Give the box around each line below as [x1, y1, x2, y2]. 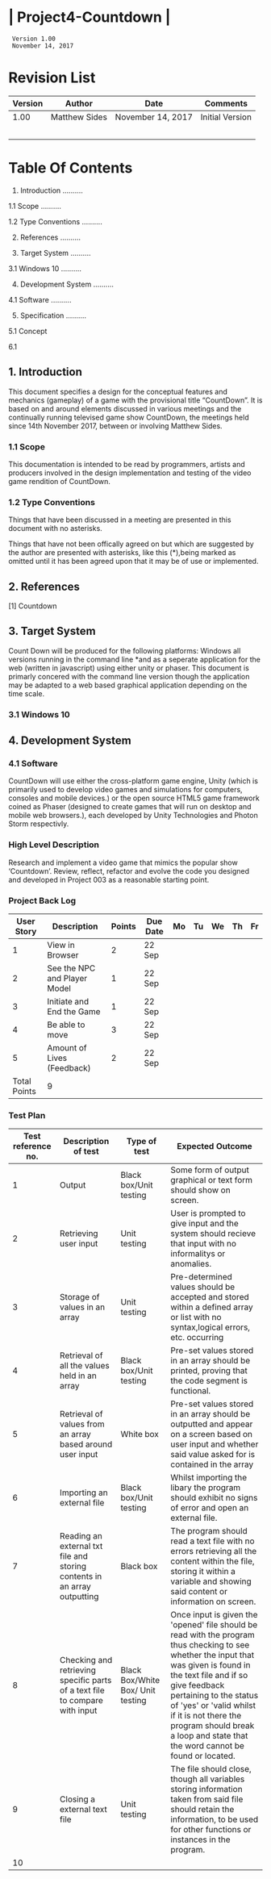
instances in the [170, 1834, 231, 1845]
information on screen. [170, 1596, 256, 1607]
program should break [170, 1720, 255, 1731]
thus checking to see [170, 1639, 250, 1651]
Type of [126, 1136, 157, 1147]
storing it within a [170, 1566, 236, 1577]
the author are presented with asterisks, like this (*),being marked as [8, 548, 236, 557]
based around [59, 1438, 113, 1450]
